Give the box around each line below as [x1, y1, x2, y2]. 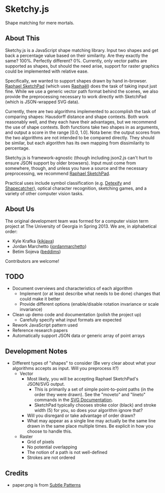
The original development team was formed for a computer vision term [5, 218, 149, 224]
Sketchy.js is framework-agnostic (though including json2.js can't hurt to [5, 155, 153, 161]
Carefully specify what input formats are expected [19, 317, 122, 323]
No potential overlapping [27, 444, 77, 450]
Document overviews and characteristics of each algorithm [12, 286, 133, 291]
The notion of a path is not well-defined [27, 450, 107, 455]
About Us [5, 205, 34, 213]
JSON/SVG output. [27, 381, 65, 387]
